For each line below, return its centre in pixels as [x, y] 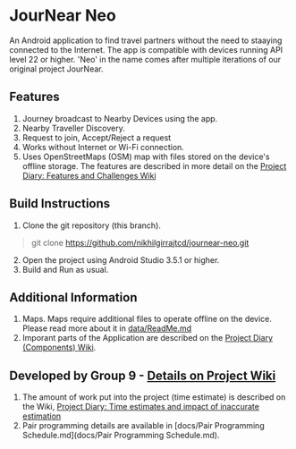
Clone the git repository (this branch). [91, 225]
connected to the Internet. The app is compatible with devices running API [146, 49]
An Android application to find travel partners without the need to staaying [146, 40]
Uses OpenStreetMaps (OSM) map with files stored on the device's [146, 157]
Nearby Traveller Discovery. [73, 128]
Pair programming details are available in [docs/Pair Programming [144, 426]
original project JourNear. [56, 69]
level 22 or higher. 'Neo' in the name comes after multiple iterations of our [145, 59]
